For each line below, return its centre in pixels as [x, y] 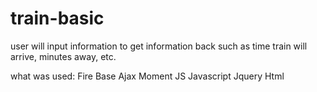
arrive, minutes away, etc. [63, 56]
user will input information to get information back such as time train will [159, 46]
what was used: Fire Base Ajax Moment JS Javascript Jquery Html [147, 76]
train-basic [57, 18]
